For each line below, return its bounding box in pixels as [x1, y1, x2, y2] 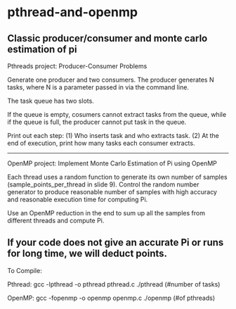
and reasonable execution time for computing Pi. [7, 195, 148, 203]
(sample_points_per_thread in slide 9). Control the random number [7, 180, 199, 189]
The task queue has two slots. [7, 96, 95, 105]
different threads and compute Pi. [7, 216, 105, 225]
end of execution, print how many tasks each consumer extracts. [7, 139, 195, 147]
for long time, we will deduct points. [7, 248, 167, 260]
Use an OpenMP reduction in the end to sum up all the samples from [7, 209, 206, 217]
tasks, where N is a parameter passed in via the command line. [7, 83, 190, 92]
